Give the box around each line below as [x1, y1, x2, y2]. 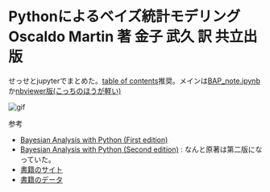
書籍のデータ [19, 174, 63, 184]
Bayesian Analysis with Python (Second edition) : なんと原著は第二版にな [19, 144, 263, 154]
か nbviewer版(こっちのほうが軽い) [8, 86, 122, 95]
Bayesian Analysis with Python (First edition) [19, 135, 168, 144]
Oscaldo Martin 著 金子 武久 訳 [8, 27, 212, 46]
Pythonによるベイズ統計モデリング [8, 7, 241, 26]
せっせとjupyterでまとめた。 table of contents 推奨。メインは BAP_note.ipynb [8, 76, 260, 86]
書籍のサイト [19, 165, 63, 174]
